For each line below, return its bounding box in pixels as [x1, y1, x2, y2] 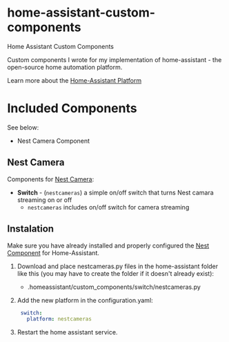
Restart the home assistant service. [17, 328, 118, 336]
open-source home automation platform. [7, 63, 123, 71]
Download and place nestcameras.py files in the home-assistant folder [17, 262, 219, 270]
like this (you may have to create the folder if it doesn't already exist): [17, 269, 215, 277]
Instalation [7, 223, 54, 235]
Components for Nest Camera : [7, 174, 94, 183]
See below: [7, 123, 39, 132]
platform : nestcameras [26, 316, 92, 323]
